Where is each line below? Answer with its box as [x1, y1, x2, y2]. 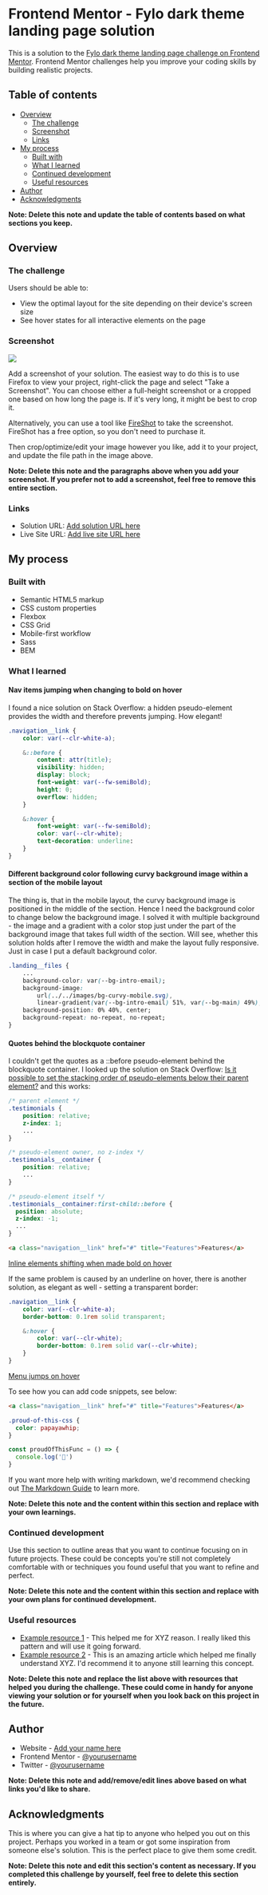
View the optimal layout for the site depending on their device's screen [19, 298, 253, 308]
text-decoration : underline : [37, 837, 134, 846]
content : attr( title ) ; [37, 756, 112, 764]
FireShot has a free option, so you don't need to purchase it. [8, 426, 206, 436]
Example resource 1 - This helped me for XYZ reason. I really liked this [19, 1632, 251, 1642]
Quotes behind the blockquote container [8, 1038, 146, 1048]
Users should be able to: [8, 283, 89, 293]
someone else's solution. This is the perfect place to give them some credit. [8, 1846, 258, 1855]
